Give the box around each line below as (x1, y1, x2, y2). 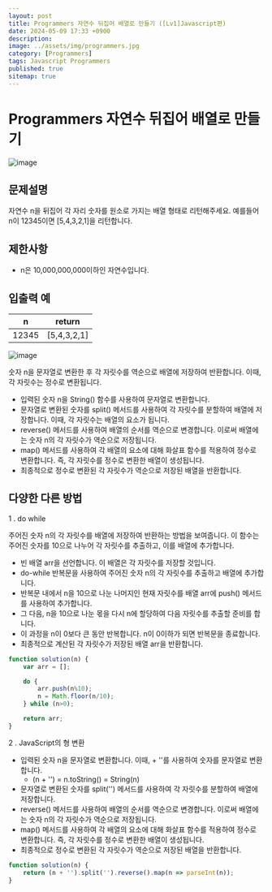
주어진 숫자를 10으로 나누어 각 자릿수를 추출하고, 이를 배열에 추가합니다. (8, 541, 235, 550)
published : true (8, 65, 63, 73)
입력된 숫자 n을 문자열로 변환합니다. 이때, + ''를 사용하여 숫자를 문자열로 (19, 755, 248, 765)
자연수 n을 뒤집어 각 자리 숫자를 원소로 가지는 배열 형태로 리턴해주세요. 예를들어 (8, 206, 260, 216)
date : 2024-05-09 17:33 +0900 (8, 27, 111, 35)
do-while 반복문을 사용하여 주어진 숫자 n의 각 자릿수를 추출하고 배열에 (19, 567, 243, 577)
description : (8, 34, 53, 43)
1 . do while (8, 513, 46, 524)
